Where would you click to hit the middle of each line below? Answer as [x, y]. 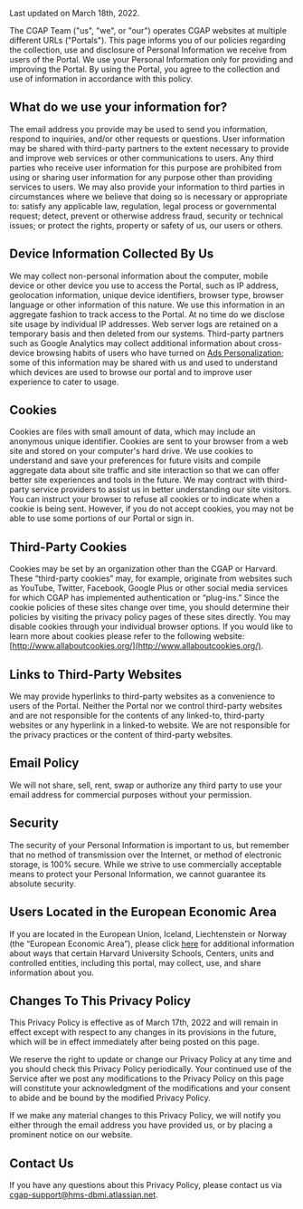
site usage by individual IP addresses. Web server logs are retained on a [144, 324]
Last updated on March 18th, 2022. [75, 13]
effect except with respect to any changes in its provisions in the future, [143, 1032]
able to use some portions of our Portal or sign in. [102, 518]
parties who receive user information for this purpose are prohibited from [146, 168]
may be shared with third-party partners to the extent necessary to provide [149, 148]
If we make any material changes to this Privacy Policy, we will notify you [145, 1116]
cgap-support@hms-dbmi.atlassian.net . [84, 1194]
